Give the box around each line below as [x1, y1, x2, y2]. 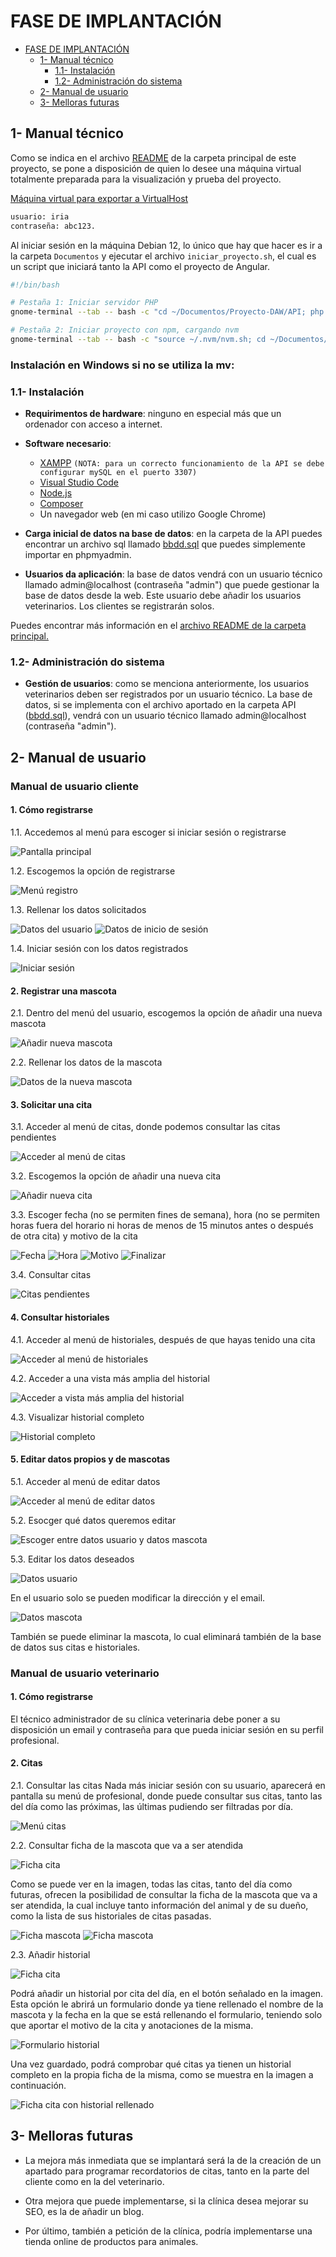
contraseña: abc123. [10, 221, 97, 231]
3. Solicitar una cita [10, 1098, 93, 1110]
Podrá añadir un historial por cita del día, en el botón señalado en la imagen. [10, 1988, 324, 2000]
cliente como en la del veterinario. [24, 2175, 165, 2187]
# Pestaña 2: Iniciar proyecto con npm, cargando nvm [10, 325, 240, 335]
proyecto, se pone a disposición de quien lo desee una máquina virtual [10, 162, 302, 174]
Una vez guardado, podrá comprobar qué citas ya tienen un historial [10, 2058, 292, 2070]
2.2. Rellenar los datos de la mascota [10, 1056, 163, 1069]
